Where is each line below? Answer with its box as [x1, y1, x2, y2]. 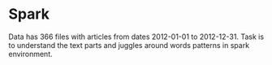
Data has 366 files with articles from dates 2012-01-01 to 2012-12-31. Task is [8, 32, 265, 41]
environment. [8, 49, 53, 58]
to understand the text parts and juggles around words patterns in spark [8, 40, 250, 50]
